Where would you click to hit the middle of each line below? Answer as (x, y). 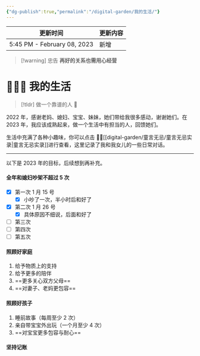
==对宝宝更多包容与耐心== (48, 332)
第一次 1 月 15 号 (35, 192)
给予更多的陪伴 (33, 273)
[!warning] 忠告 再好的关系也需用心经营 (69, 60)
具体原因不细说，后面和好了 (58, 214)
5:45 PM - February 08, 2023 (51, 44)
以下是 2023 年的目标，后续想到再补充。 (56, 163)
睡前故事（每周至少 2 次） (47, 317)
